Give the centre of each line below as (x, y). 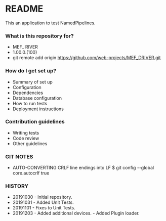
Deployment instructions (38, 109)
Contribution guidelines (35, 122)
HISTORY (17, 186)
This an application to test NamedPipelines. (50, 23)
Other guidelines (30, 143)
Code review (26, 138)
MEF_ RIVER (25, 47)
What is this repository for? (40, 36)
